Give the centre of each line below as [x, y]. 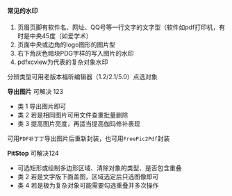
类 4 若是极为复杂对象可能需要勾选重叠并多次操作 [88, 186]
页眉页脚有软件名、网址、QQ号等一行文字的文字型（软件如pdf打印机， [118, 27]
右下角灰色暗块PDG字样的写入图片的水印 [75, 54]
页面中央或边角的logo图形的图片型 [66, 44]
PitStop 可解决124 [33, 154]
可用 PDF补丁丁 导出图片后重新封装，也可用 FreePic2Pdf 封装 [89, 138]
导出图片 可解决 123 [35, 92]
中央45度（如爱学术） [61, 36]
